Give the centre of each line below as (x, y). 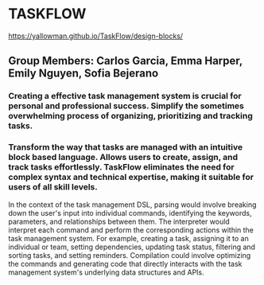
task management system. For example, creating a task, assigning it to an (128, 238)
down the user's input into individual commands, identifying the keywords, (130, 213)
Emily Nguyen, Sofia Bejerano (83, 74)
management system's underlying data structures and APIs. (106, 272)
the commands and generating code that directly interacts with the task (125, 264)
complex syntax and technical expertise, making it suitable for (131, 178)
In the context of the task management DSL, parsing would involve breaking (132, 205)
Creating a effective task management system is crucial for (125, 96)
